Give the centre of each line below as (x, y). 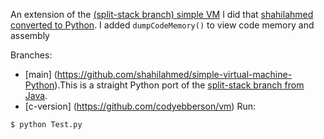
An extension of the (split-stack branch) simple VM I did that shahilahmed (162, 14)
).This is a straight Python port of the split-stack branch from (179, 85)
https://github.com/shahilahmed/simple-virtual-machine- (174, 74)
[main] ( (41, 74)
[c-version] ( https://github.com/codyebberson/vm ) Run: (140, 106)
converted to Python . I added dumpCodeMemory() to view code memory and (162, 25)
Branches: (31, 55)
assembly (30, 35)
